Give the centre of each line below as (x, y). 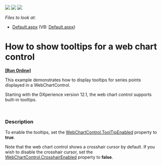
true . (10, 137)
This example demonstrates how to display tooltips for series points (73, 80)
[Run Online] (18, 70)
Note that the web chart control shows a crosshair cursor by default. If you (80, 147)
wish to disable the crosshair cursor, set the (49, 152)
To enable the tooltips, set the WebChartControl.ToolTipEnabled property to (81, 132)
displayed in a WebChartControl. (38, 85)
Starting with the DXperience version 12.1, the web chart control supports (79, 94)
